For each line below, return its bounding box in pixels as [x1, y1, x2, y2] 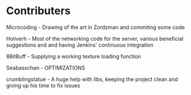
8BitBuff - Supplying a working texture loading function [6, 53, 141, 60]
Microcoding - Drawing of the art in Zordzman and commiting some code [6, 24, 185, 31]
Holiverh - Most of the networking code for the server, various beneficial [6, 35, 184, 42]
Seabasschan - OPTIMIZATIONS [6, 64, 85, 71]
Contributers [6, 4, 71, 18]
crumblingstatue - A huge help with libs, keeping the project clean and [6, 76, 178, 83]
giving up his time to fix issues [6, 81, 81, 89]
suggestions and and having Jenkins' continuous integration [6, 41, 154, 48]
